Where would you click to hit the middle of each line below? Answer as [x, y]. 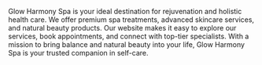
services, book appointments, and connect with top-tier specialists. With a [129, 36]
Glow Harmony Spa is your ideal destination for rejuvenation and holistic [125, 11]
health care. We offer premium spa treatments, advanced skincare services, [131, 20]
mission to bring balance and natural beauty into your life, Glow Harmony [127, 45]
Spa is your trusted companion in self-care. [78, 53]
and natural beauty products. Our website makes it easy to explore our [122, 28]
